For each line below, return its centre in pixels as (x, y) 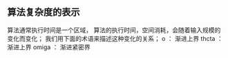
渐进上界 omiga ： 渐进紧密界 (49, 47)
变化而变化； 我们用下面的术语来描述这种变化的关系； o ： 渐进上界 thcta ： (115, 38)
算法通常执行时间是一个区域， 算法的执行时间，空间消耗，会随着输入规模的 (114, 30)
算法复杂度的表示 (44, 12)
